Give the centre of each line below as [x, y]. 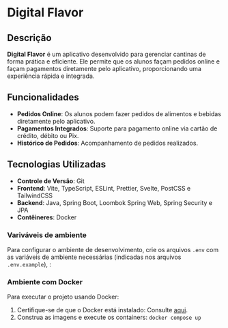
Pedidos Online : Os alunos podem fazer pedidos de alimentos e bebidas [119, 113]
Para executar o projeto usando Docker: [63, 297]
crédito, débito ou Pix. [48, 135]
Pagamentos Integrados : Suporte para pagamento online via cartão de [117, 128]
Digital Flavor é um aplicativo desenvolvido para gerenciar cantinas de [106, 54]
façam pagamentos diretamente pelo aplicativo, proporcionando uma [104, 69]
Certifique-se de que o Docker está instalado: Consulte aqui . [102, 310]
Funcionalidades [43, 97]
